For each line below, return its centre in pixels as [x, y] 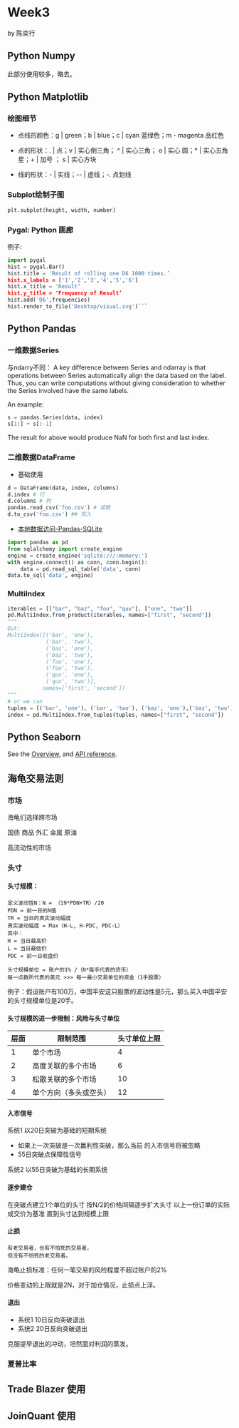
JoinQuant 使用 [42, 1416]
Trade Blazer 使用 [47, 1389]
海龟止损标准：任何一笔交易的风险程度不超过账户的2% [87, 1270]
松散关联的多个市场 [65, 1079]
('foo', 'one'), [69, 662]
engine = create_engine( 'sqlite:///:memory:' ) [78, 556]
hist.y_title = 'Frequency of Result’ [65, 293]
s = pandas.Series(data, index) [55, 417]
